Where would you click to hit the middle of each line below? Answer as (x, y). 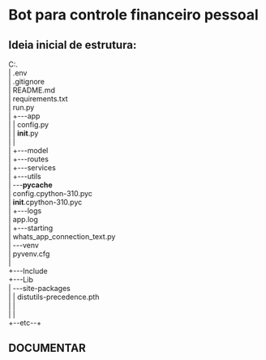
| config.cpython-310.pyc (51, 193)
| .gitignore (27, 81)
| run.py (21, 107)
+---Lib (21, 280)
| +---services (32, 167)
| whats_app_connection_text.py (62, 236)
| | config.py (29, 124)
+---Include (28, 271)
